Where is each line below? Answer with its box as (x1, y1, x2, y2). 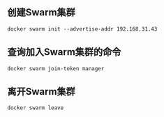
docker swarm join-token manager (7, 65, 105, 72)
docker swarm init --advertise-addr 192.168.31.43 (7, 25, 158, 33)
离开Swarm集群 (7, 86, 75, 97)
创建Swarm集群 (7, 6, 75, 19)
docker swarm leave (7, 104, 64, 111)
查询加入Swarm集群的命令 (7, 46, 121, 58)
